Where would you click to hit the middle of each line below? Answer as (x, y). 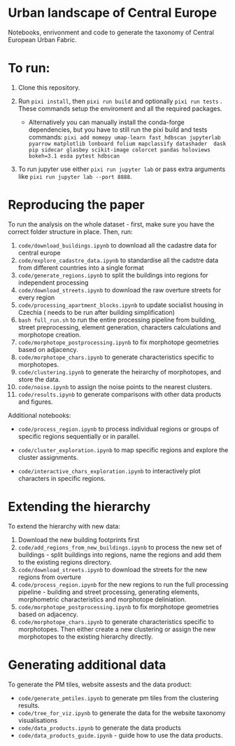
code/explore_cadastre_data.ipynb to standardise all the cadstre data (118, 260)
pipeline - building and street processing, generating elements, (109, 592)
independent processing (53, 283)
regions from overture (50, 577)
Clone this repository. (49, 87)
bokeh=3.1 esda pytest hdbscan (74, 156)
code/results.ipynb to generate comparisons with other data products (120, 394)
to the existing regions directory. (65, 562)
